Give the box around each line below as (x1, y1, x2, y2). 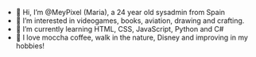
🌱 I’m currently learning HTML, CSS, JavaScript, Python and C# (15, 25, 224, 33)
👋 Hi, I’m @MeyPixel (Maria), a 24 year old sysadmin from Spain (15, 8, 225, 17)
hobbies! (15, 41, 45, 51)
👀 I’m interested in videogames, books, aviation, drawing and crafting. (15, 16, 245, 25)
